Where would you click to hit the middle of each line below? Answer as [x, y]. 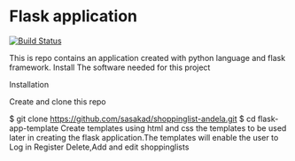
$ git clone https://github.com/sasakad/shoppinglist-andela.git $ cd [132, 119]
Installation [29, 84]
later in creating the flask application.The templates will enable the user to [144, 137]
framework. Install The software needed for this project [110, 67]
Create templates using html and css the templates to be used [174, 128]
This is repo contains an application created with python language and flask [147, 57]
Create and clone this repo [58, 101]
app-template [34, 128]
